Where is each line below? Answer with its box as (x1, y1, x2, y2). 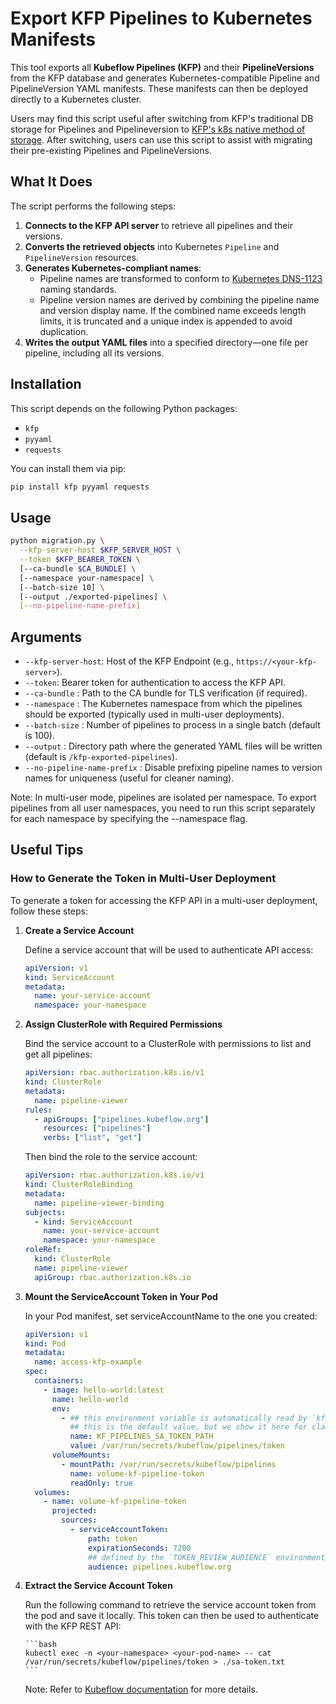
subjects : (24, 1207, 67, 1217)
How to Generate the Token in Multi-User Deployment (10, 872, 277, 886)
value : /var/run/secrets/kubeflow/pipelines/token (69, 1441, 286, 1451)
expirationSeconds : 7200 (88, 1543, 192, 1553)
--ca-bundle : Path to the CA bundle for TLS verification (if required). (24, 687, 308, 699)
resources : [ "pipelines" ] (43, 1123, 152, 1134)
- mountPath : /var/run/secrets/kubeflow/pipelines (61, 1459, 277, 1469)
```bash (24, 1640, 57, 1650)
